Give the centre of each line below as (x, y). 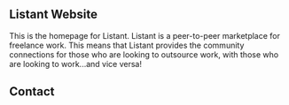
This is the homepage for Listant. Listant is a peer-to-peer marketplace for (145, 35)
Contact (32, 92)
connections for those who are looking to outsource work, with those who (144, 54)
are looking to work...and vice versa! (75, 64)
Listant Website (53, 15)
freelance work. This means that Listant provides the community (127, 45)
